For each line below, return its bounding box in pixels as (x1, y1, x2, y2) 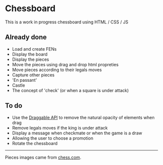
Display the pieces (12, 56, 49, 62)
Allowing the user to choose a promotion (12, 135, 94, 141)
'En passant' (12, 77, 37, 83)
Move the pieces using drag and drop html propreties (12, 61, 119, 67)
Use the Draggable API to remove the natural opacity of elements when (12, 114, 155, 120)
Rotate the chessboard (12, 140, 58, 146)
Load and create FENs (12, 46, 57, 52)
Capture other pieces (12, 72, 55, 78)
